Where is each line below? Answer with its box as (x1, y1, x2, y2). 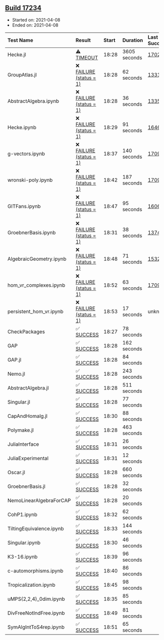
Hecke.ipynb (7, 124, 37, 131)
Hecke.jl (7, 51, 26, 58)
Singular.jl (7, 398, 30, 405)
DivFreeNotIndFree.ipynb (7, 609, 65, 616)
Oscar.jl (7, 469, 25, 476)
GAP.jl (7, 356, 21, 363)
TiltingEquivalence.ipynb (7, 525, 64, 532)
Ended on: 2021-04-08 (12, 22, 59, 28)
